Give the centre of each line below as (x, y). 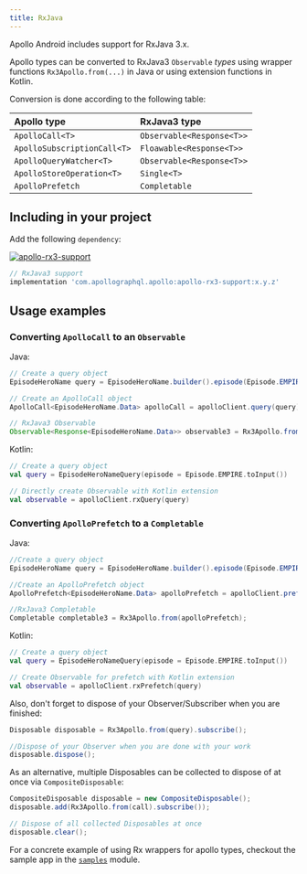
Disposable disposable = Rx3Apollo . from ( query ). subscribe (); (128, 730)
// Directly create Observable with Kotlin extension (114, 491)
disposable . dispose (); (53, 755)
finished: (26, 713)
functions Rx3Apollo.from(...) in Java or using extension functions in (141, 71)
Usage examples (58, 310)
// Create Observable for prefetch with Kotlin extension (122, 677)
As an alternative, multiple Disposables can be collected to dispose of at (145, 773)
